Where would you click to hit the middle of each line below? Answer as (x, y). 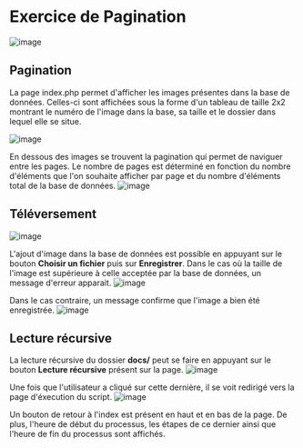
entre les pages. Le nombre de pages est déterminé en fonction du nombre (150, 166)
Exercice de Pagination (98, 17)
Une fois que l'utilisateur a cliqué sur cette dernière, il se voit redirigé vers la (152, 387)
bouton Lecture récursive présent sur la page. (96, 370)
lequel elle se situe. (45, 121)
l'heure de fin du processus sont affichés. (87, 434)
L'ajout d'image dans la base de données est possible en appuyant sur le (146, 254)
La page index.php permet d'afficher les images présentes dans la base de (150, 92)
